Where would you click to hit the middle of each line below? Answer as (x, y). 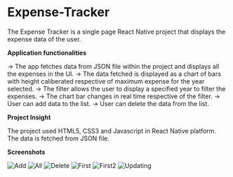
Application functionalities (47, 53)
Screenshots (26, 152)
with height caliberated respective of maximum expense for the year (106, 81)
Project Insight (29, 117)
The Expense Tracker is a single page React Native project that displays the (116, 32)
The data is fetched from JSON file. (59, 138)
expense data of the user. (44, 39)
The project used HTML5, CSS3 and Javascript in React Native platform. (112, 131)
